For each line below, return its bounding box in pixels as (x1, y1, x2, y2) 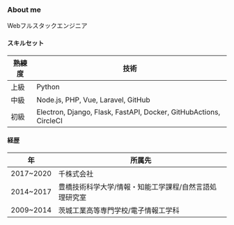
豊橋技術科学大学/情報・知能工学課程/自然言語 (58, 182, 210, 192)
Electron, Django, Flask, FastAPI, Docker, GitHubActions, (36, 107, 221, 116)
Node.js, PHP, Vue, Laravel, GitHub (36, 95, 150, 104)
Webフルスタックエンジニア (7, 22, 88, 30)
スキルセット (7, 38, 44, 47)
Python (36, 82, 61, 91)
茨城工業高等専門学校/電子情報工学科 (58, 205, 180, 215)
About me (7, 5, 42, 15)
